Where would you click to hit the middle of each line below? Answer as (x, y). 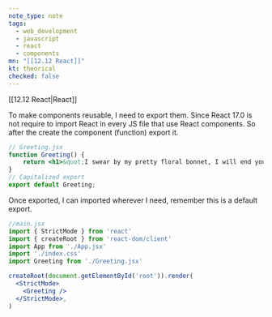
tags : (17, 24)
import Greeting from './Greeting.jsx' (76, 261)
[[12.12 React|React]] (43, 99)
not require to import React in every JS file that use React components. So (132, 123)
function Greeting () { (47, 155)
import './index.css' (45, 254)
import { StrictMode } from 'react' (70, 231)
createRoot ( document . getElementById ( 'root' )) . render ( (101, 276)
